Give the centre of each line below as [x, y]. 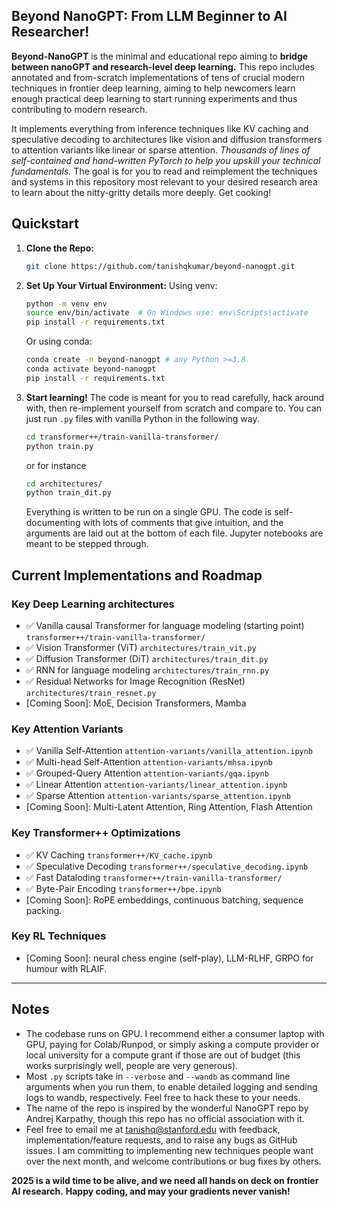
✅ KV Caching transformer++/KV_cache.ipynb [119, 855]
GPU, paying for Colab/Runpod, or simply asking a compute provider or [172, 1044]
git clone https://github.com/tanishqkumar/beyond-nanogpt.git [160, 266]
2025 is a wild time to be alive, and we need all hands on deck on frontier [165, 1180]
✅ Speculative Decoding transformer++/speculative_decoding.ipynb [167, 866]
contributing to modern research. [79, 109]
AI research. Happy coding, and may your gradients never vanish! [151, 1191]
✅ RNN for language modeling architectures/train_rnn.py [147, 670]
